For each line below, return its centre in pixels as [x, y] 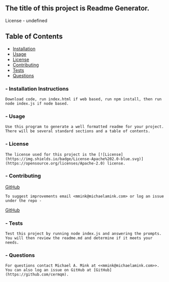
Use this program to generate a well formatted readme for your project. [85, 127]
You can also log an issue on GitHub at [49, 270]
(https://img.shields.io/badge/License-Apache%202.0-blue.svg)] [74, 159]
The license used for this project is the [51, 154]
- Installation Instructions [37, 89]
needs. [12, 243]
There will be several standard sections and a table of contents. [78, 131]
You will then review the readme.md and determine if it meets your [79, 238]
